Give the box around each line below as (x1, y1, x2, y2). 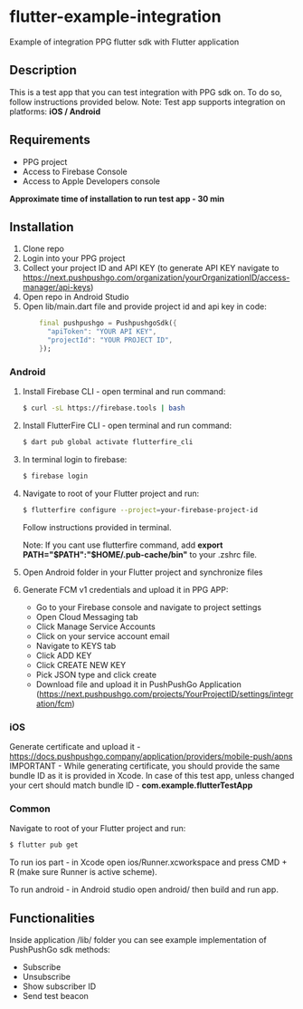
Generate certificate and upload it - (9, 741, 141, 752)
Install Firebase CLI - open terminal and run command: (22, 386, 226, 397)
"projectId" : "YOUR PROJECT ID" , (46, 335, 174, 345)
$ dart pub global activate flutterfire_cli (22, 438, 194, 447)
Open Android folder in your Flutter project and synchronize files (22, 567, 263, 577)
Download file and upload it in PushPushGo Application (35, 678, 241, 690)
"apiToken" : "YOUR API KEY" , (46, 327, 157, 336)
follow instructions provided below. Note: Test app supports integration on (9, 96, 286, 107)
